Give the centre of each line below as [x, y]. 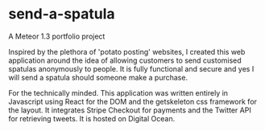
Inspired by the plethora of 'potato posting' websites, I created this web [127, 51]
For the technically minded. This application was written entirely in [118, 92]
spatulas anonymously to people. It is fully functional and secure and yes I [131, 68]
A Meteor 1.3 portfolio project [57, 36]
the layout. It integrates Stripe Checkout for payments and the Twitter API [130, 110]
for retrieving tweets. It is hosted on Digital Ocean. [92, 118]
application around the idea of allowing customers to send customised [125, 60]
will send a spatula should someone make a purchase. [98, 77]
